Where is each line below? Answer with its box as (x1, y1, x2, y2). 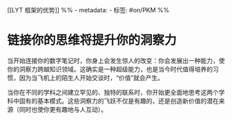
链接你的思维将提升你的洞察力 (7, 33, 177, 48)
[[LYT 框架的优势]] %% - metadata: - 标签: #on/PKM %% (7, 6, 170, 14)
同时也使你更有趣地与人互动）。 (19, 105, 107, 113)
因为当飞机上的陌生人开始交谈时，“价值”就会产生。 (19, 73, 164, 82)
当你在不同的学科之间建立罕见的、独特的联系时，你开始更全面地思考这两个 (7, 88, 219, 96)
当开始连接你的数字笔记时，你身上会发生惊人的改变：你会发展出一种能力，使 (7, 56, 225, 64)
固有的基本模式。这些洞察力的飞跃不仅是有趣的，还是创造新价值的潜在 (19, 97, 219, 105)
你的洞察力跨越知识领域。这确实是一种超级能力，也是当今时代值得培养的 (7, 64, 213, 73)
